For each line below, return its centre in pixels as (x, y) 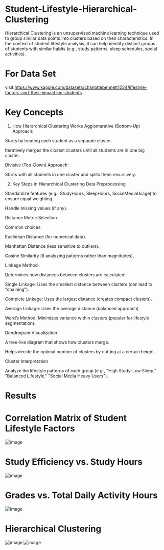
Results (21, 395)
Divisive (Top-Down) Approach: (37, 165)
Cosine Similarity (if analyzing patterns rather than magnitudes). (70, 256)
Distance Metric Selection (31, 217)
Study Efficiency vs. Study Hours (74, 462)
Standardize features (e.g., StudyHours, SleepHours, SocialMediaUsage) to (81, 193)
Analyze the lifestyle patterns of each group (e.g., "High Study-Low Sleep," (81, 370)
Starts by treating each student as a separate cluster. (59, 140)
